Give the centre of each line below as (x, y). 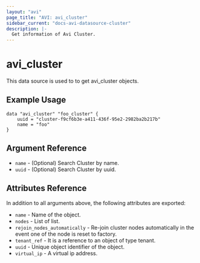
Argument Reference (47, 148)
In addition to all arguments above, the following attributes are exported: (96, 203)
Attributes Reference (47, 188)
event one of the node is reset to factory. (66, 234)
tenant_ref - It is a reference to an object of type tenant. (85, 240)
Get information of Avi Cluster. (54, 34)
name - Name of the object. (48, 215)
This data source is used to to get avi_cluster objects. (73, 81)
